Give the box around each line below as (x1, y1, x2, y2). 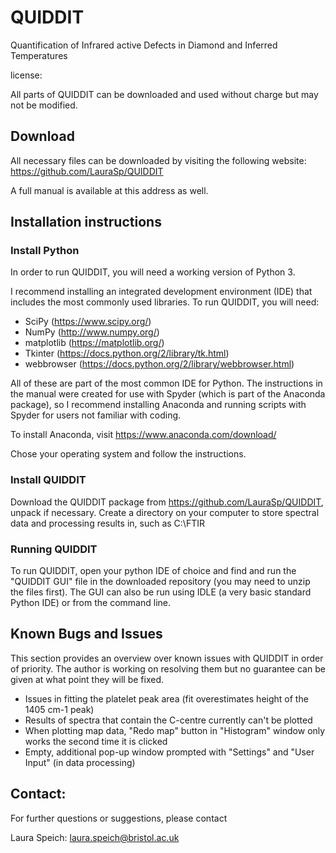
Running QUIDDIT (10, 542, 98, 556)
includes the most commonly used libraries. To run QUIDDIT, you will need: (10, 296, 320, 308)
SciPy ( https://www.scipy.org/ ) (24, 316, 152, 328)
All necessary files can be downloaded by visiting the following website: (10, 154, 307, 166)
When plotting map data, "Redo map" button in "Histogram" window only (24, 724, 326, 736)
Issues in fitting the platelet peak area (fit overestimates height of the (24, 692, 309, 705)
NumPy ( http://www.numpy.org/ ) (24, 326, 160, 338)
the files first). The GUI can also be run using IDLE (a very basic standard (10, 586, 312, 598)
